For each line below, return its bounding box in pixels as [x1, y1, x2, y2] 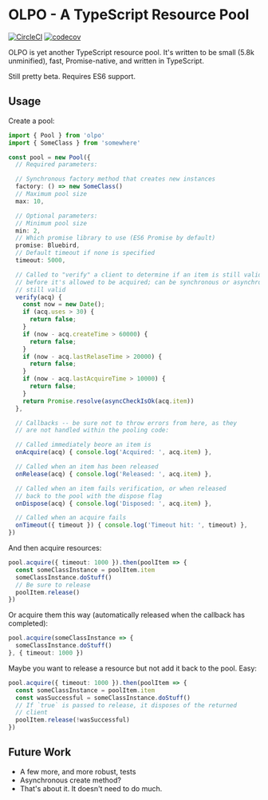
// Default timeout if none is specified [15, 249, 156, 257]
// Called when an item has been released [15, 463, 159, 471]
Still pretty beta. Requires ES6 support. [8, 71, 136, 81]
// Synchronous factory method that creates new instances [15, 175, 216, 183]
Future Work [8, 746, 72, 759]
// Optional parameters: [15, 212, 98, 220]
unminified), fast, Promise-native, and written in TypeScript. [8, 56, 205, 66]
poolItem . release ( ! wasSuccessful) [15, 716, 130, 724]
